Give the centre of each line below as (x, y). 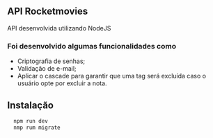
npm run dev (31, 121)
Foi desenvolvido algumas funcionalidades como (92, 46)
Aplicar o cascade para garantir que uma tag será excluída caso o (112, 76)
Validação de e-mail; (47, 69)
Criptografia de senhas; (51, 61)
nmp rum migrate (37, 128)
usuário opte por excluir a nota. (62, 83)
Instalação (31, 105)
